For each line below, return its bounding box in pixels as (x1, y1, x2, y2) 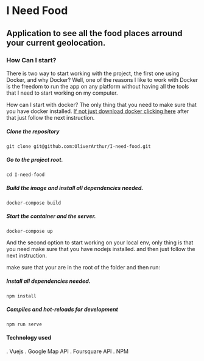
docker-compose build (6, 200, 62, 206)
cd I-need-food (6, 172, 45, 178)
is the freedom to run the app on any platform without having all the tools (6, 82, 189, 90)
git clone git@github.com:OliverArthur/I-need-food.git (6, 143, 151, 150)
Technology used (6, 334, 52, 341)
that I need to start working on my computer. (6, 89, 118, 97)
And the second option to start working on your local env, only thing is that (6, 239, 194, 246)
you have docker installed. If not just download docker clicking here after (6, 108, 189, 115)
